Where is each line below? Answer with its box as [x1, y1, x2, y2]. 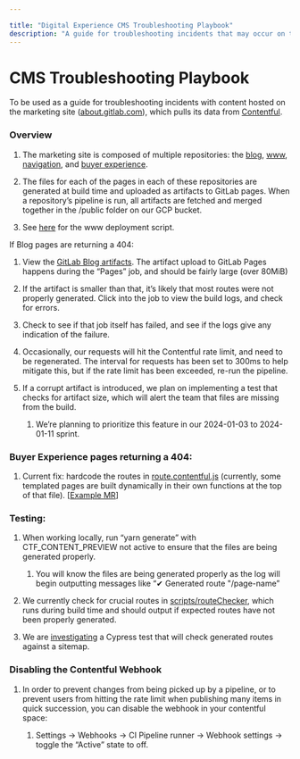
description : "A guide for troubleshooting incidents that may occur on [9, 29, 286, 38]
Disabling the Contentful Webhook [9, 663, 162, 676]
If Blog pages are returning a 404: [9, 238, 134, 250]
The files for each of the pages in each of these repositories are [21, 176, 257, 187]
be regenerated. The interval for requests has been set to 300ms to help [21, 355, 288, 366]
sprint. [55, 428, 80, 438]
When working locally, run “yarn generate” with [21, 532, 196, 543]
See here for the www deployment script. [21, 221, 175, 232]
